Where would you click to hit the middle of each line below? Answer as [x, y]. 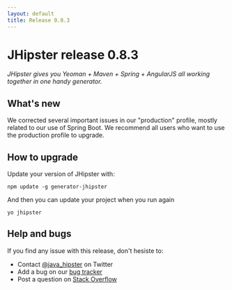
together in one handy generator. [55, 82]
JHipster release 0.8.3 [73, 55]
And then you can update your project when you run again [91, 200]
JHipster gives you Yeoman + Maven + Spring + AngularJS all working [109, 74]
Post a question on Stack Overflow [67, 279]
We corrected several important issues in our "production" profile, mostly [113, 120]
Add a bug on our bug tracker [60, 271]
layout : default [31, 14]
